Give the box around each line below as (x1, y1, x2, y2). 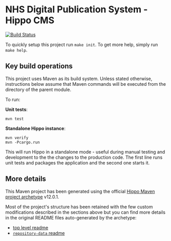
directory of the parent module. (5, 86, 72, 92)
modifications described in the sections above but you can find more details (5, 209, 165, 215)
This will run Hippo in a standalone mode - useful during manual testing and (5, 149, 165, 155)
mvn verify (5, 135, 29, 140)
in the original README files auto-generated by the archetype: (5, 214, 137, 220)
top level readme (12, 225, 49, 231)
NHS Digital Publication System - (5, 4, 148, 15)
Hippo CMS (5, 14, 55, 26)
